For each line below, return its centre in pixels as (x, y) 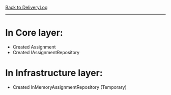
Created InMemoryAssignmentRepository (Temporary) (70, 87)
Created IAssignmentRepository (46, 52)
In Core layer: (34, 33)
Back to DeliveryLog (26, 7)
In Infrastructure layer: (54, 73)
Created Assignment (34, 47)
